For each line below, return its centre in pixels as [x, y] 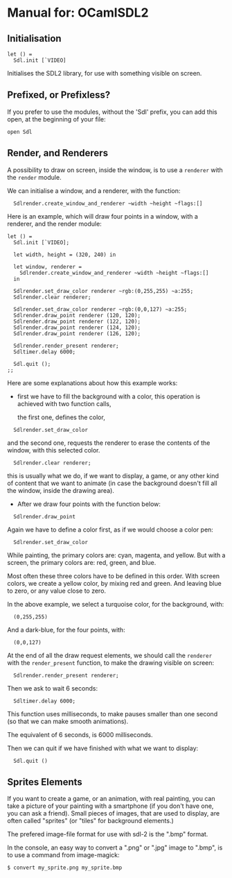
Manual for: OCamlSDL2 [78, 13]
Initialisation [34, 39]
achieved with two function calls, [64, 403]
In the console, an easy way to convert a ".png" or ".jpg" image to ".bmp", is [115, 847]
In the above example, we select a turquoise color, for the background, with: [116, 604]
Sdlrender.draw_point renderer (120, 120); [77, 315]
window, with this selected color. [54, 450]
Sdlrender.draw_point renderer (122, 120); [77, 321]
